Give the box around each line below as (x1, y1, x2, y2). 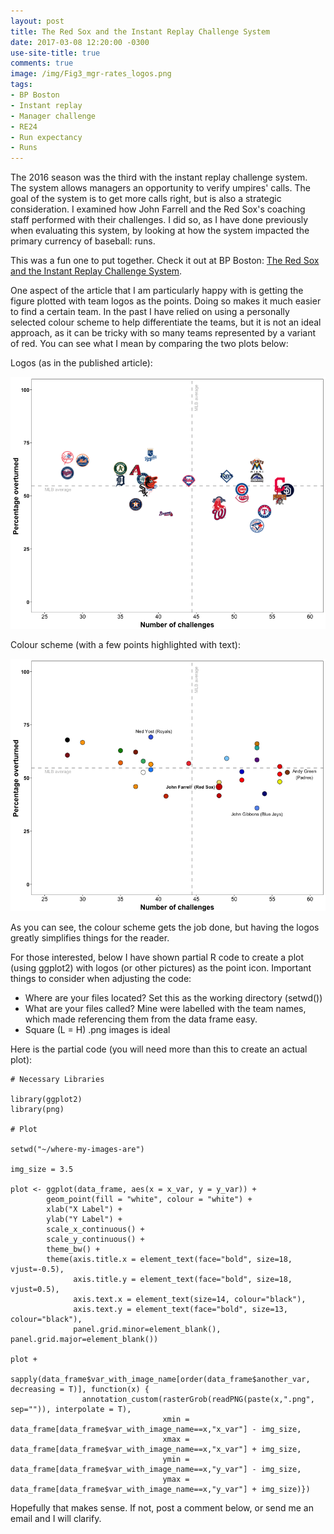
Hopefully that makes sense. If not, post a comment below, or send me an (10, 1501, 314, 1514)
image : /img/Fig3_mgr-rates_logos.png (10, 69, 172, 79)
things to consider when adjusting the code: (10, 972, 192, 984)
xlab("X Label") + (46, 1204, 123, 1214)
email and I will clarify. (10, 1512, 102, 1524)
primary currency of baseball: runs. (10, 235, 156, 247)
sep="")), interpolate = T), (10, 1404, 132, 1414)
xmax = (162, 1434, 190, 1444)
